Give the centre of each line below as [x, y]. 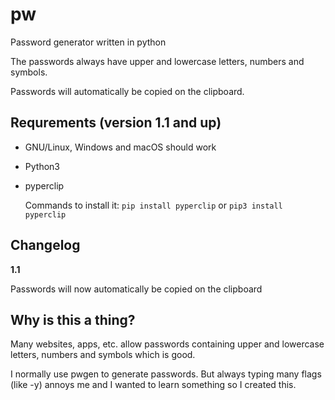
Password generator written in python [88, 42]
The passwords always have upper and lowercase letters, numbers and [157, 61]
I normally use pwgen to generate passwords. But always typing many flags [166, 374]
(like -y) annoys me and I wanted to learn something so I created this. [153, 385]
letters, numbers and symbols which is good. [103, 355]
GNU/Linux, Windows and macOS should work [120, 147]
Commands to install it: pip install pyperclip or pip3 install [153, 205]
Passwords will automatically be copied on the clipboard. [127, 91]
